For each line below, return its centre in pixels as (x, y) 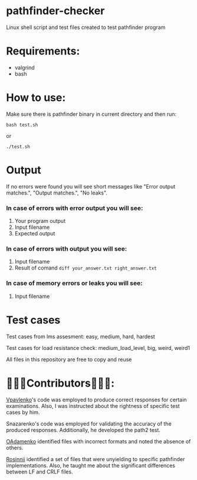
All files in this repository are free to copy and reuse (69, 359)
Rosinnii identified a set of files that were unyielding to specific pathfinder (96, 459)
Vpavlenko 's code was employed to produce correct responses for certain (96, 400)
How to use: (36, 98)
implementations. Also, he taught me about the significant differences (91, 465)
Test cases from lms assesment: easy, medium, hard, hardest (81, 336)
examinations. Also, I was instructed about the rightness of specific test (93, 406)
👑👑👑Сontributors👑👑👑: (60, 383)
